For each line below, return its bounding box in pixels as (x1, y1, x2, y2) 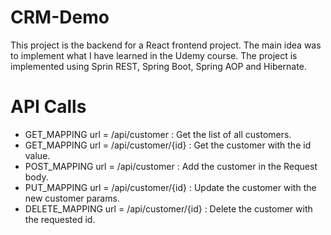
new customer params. (24, 192, 120, 204)
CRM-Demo (10, 6, 110, 29)
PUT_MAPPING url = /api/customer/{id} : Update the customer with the (24, 181, 317, 193)
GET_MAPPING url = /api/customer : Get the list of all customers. (24, 128, 292, 140)
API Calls (10, 96, 87, 118)
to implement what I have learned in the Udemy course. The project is (10, 49, 298, 61)
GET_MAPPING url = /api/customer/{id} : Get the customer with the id (24, 139, 312, 151)
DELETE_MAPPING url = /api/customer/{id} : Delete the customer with (24, 202, 313, 215)
